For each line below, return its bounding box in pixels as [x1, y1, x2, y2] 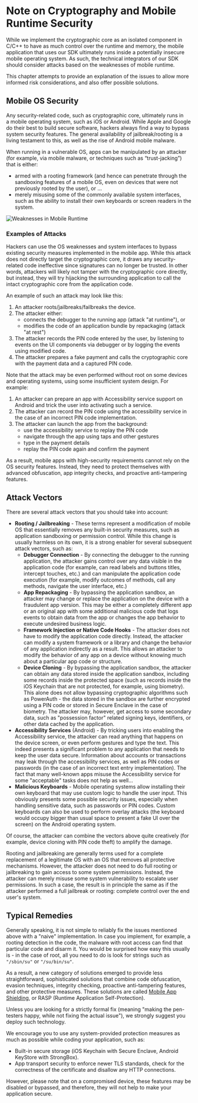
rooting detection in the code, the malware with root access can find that [6, 939, 183, 946]
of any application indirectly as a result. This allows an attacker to [23, 645, 183, 652]
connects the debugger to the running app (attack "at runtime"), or [23, 316, 186, 323]
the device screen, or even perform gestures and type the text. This [14, 739, 180, 746]
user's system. [6, 894, 42, 901]
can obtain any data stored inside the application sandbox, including [23, 670, 190, 677]
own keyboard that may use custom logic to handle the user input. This [14, 789, 187, 796]
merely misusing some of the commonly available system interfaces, [14, 191, 181, 198]
